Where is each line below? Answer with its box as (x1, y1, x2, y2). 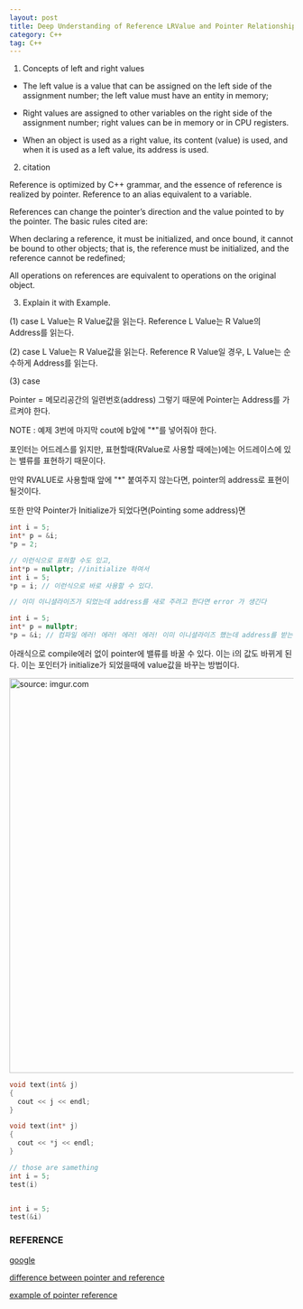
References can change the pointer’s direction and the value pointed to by (9, 207, 285, 218)
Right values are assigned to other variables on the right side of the (22, 107, 272, 118)
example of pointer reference (9, 1289, 118, 1300)
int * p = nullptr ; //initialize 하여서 (9, 564, 150, 573)
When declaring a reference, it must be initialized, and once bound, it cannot (9, 234, 294, 245)
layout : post (9, 13, 59, 23)
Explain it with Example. (22, 297, 111, 308)
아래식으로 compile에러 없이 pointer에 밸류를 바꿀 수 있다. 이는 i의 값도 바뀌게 (9, 647, 283, 659)
